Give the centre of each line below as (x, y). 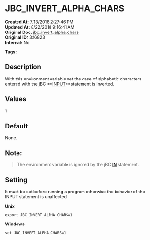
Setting (16, 180)
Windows (15, 224)
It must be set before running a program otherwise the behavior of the (75, 192)
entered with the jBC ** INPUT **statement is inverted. (59, 84)
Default (17, 126)
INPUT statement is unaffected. (36, 197)
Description (23, 67)
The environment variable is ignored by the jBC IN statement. (78, 165)
